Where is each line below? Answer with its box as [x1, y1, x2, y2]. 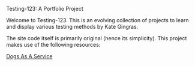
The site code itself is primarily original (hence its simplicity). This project [6, 35, 187, 41]
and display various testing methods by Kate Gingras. [6, 23, 139, 30]
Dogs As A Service [6, 53, 53, 59]
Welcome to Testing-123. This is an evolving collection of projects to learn [6, 17, 189, 23]
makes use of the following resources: [6, 41, 101, 48]
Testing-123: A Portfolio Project [6, 5, 83, 12]
